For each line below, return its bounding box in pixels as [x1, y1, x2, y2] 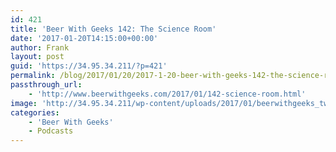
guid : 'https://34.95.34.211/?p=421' [10, 61, 168, 71]
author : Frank [10, 42, 70, 53]
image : [10, 98, 38, 108]
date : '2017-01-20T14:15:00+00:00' [10, 33, 159, 43]
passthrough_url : [10, 80, 83, 90]
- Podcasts [28, 126, 74, 136]
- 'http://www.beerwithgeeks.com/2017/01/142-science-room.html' [28, 89, 307, 99]
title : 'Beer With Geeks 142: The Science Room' [10, 24, 217, 34]
